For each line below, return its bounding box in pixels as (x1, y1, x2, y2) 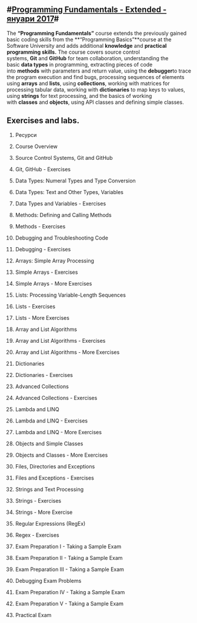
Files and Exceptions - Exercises (15, 474, 95, 481)
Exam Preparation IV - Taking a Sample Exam (15, 588, 125, 595)
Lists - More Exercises (15, 314, 70, 321)
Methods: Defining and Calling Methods (15, 211, 112, 218)
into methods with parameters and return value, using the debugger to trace (6, 67, 192, 74)
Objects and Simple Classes (15, 440, 84, 447)
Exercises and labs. (6, 116, 80, 126)
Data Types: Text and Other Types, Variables (15, 188, 124, 195)
